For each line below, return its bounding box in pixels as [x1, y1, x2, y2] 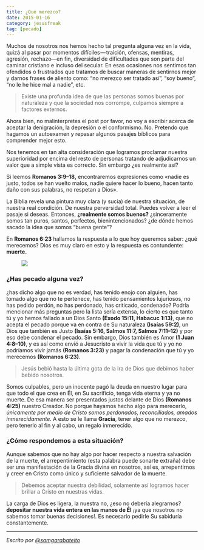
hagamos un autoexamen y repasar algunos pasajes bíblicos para [6, 130, 171, 138]
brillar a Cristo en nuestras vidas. [21, 488, 104, 495]
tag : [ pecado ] [6, 25, 42, 32]
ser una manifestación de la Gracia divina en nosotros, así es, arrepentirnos [6, 463, 195, 471]
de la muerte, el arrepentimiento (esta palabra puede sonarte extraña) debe [6, 457, 195, 464]
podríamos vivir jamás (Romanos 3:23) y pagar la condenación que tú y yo [6, 346, 194, 354]
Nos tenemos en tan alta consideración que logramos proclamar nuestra [6, 149, 188, 156]
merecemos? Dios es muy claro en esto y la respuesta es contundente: [6, 242, 184, 249]
